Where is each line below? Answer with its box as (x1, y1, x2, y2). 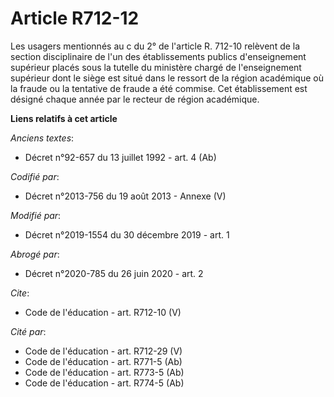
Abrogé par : (10, 248, 60, 260)
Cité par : (10, 325, 47, 337)
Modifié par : (10, 209, 62, 221)
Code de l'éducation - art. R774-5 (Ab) (24, 377, 185, 389)
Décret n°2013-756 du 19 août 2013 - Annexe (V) (24, 190, 227, 202)
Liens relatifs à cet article (10, 112, 118, 124)
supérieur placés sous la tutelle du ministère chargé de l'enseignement (10, 61, 302, 73)
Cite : (10, 287, 30, 299)
